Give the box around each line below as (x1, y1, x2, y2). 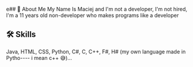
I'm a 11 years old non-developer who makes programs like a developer (6, 12, 179, 19)
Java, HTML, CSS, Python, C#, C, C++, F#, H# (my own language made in (6, 48, 186, 55)
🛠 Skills (6, 29, 37, 39)
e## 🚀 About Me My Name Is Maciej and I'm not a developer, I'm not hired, (6, 6, 188, 12)
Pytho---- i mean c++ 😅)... (6, 54, 73, 61)
